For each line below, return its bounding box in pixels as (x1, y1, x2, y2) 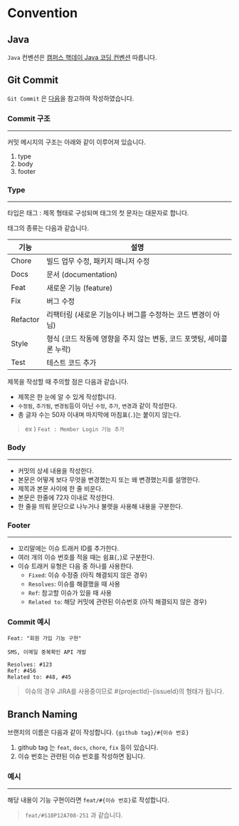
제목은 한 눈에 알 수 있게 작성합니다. (17, 393, 117, 401)
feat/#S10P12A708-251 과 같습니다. (24, 811, 123, 820)
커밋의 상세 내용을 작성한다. (17, 466, 95, 475)
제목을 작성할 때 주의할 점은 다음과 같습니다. (7, 378, 129, 386)
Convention (7, 5, 78, 21)
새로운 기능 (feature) (46, 283, 113, 293)
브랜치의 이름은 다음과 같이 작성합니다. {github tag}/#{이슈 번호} (7, 728, 190, 737)
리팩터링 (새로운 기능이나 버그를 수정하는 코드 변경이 (46, 310, 212, 320)
